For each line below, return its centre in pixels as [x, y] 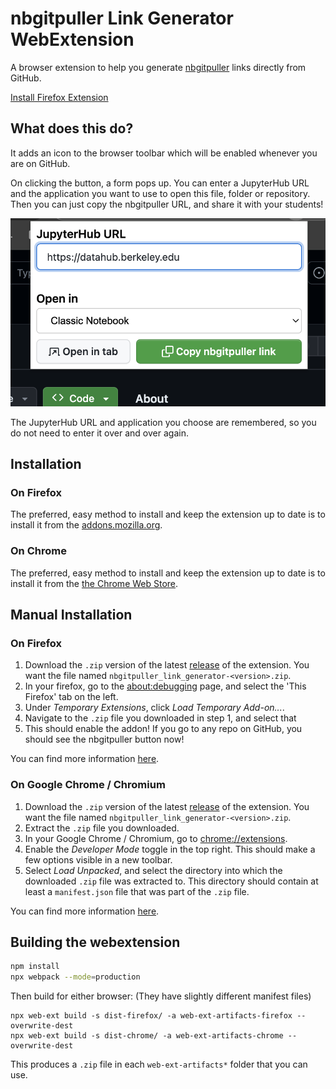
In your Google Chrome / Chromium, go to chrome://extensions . [156, 838]
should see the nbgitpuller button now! [104, 739]
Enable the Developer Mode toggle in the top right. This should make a [170, 849]
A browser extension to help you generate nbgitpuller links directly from [158, 67]
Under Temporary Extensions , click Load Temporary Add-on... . [154, 708]
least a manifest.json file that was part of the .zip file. [137, 891]
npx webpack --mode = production [75, 977]
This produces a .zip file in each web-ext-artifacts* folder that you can [159, 1064]
